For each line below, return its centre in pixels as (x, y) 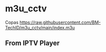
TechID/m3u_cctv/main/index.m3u (40, 27)
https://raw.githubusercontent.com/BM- (60, 22)
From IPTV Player (32, 43)
